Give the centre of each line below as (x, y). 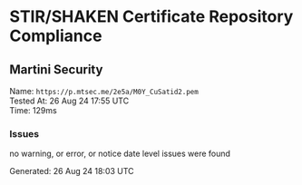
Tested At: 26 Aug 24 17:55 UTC (69, 101)
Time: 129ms (33, 110)
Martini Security (56, 69)
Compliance (56, 36)
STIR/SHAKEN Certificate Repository (151, 17)
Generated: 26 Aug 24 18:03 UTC (72, 171)
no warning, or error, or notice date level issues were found (120, 154)
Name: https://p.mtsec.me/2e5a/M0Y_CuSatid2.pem (104, 91)
